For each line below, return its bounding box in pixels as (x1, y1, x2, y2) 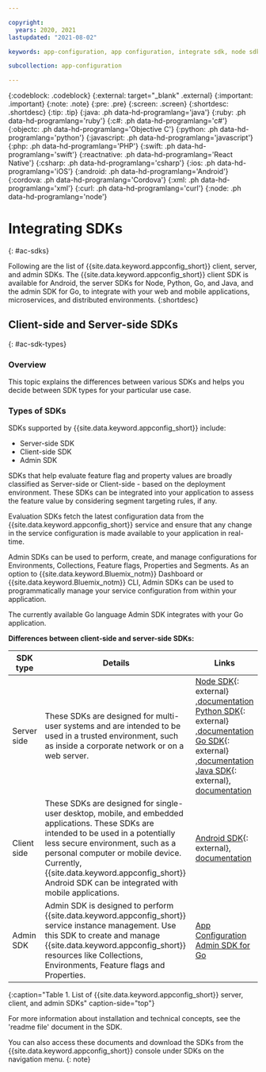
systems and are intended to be (63, 720, 180, 731)
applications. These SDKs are (44, 818, 154, 829)
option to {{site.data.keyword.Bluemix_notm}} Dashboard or (8, 569, 203, 579)
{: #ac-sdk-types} (8, 339, 67, 349)
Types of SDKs (8, 406, 66, 417)
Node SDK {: (195, 676, 240, 687)
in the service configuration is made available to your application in (8, 529, 227, 538)
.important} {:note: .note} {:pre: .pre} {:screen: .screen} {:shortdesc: (8, 99, 230, 109)
